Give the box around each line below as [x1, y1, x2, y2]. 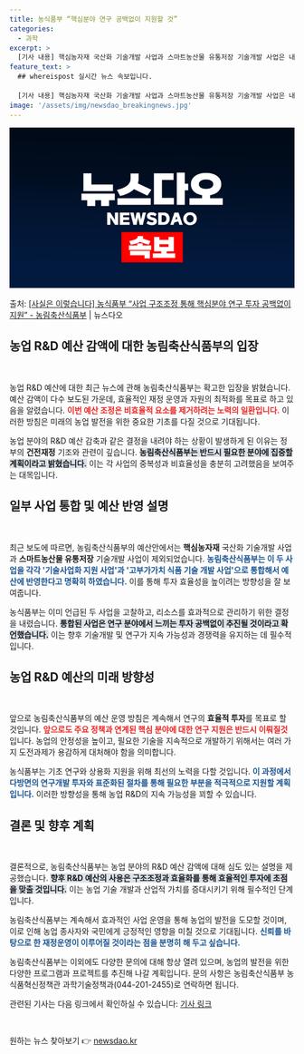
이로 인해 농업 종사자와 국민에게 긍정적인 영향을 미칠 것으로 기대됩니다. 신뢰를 [9, 926, 282, 937]
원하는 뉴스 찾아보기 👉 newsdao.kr [9, 1035, 138, 1047]
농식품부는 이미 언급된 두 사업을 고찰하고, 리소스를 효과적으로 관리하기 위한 [9, 606, 273, 617]
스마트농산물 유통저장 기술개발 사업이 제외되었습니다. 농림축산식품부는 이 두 [18, 553, 284, 564]
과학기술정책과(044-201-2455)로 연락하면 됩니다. [62, 980, 240, 991]
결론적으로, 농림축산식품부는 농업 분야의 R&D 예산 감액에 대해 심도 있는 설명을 [9, 862, 283, 873]
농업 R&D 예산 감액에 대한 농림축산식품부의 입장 [9, 338, 259, 354]
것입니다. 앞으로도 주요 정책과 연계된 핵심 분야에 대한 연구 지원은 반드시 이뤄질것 [9, 724, 288, 735]
